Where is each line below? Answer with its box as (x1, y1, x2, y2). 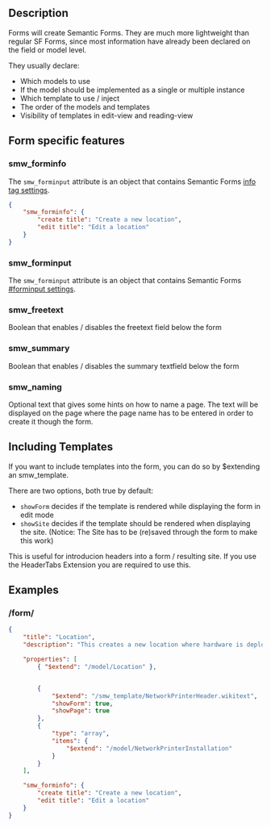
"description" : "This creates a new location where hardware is (23, 641, 244, 649)
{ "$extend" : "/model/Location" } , (37, 662, 157, 670)
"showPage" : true (51, 707, 110, 715)
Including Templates (8, 440, 114, 454)
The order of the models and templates (19, 102, 151, 111)
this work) (19, 536, 54, 545)
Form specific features (8, 134, 125, 148)
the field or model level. (8, 44, 87, 55)
